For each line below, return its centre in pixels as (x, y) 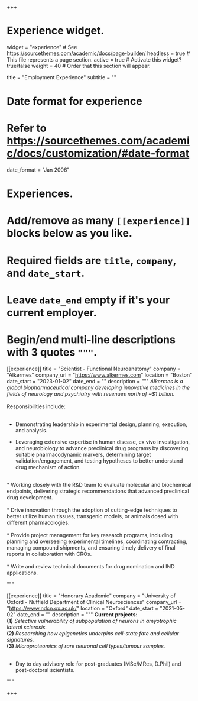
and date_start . (46, 273)
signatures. (20, 639)
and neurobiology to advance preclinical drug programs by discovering (102, 448)
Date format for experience (74, 101)
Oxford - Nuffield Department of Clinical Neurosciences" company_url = (94, 602)
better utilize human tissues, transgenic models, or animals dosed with (92, 516)
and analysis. (31, 430)
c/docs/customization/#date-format (98, 154)
